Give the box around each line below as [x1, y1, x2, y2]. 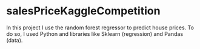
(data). [6, 36, 23, 44]
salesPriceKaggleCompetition [6, 4, 161, 18]
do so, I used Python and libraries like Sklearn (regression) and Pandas [6, 30, 184, 37]
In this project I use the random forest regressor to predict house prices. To [6, 24, 194, 31]
